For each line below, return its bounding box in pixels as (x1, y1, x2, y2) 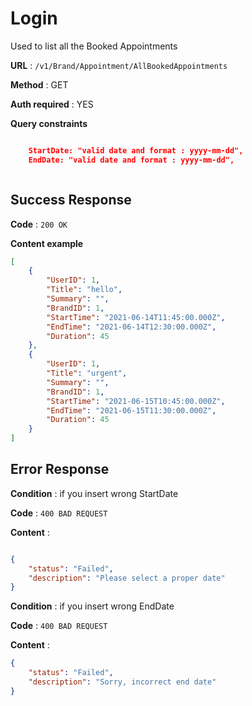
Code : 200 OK (10, 218, 68, 230)
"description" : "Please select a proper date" (28, 573, 226, 583)
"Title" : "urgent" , (46, 368, 128, 378)
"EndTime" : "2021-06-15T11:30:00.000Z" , (46, 405, 217, 416)
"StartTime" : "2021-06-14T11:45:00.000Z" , (46, 312, 226, 322)
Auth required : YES (10, 98, 94, 110)
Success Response (10, 192, 132, 209)
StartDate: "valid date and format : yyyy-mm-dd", (28, 145, 244, 156)
